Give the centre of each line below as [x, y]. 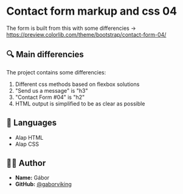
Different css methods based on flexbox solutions [77, 84]
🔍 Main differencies [45, 55]
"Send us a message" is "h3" [51, 90]
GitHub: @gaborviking [43, 184]
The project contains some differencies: [56, 72]
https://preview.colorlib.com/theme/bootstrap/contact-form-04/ [86, 34]
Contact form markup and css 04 [92, 11]
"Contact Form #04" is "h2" [50, 97]
